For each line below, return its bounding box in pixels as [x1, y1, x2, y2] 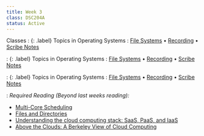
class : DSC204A [6, 15, 45, 21]
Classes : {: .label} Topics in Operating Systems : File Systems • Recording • [6, 37, 199, 45]
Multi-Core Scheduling [15, 104, 73, 111]
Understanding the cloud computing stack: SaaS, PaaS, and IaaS [15, 116, 178, 124]
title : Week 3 [6, 9, 43, 15]
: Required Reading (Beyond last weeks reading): [6, 92, 129, 99]
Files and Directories [15, 110, 67, 118]
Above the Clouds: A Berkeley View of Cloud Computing [15, 123, 157, 131]
